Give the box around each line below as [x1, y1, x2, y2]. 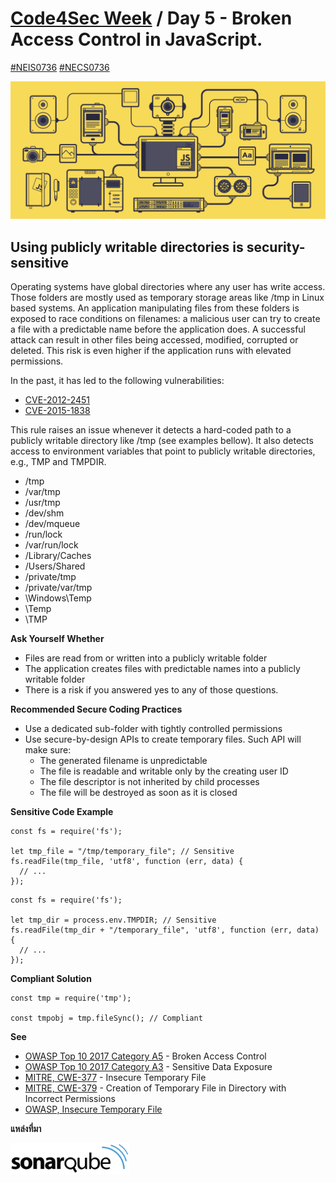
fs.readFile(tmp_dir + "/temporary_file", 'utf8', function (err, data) [10, 925, 320, 936]
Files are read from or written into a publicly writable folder [24, 652, 268, 664]
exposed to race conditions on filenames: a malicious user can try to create [10, 313, 321, 325]
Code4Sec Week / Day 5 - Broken [10, 7, 293, 30]
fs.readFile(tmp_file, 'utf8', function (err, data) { [10, 857, 244, 867]
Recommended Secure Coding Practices [10, 703, 183, 716]
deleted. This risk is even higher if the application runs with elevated [10, 345, 292, 357]
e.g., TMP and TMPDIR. [10, 456, 107, 468]
